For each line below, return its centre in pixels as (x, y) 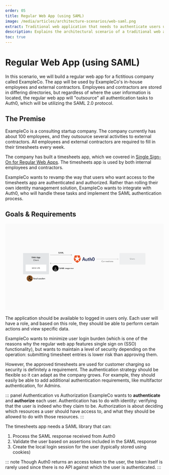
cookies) (22, 452)
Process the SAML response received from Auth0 (64, 436)
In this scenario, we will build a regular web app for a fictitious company (80, 76)
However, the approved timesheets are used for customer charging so (78, 365)
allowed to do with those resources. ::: (45, 417)
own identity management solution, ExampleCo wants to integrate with (78, 188)
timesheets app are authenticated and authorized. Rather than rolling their (82, 182)
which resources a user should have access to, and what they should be (80, 411)
